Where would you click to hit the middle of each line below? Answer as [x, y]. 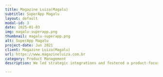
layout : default [21, 18]
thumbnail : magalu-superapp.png [38, 37]
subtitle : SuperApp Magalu [32, 14]
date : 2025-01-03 [23, 27]
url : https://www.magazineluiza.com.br [45, 54]
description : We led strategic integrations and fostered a [67, 63]
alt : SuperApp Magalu [27, 41]
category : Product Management [36, 59]
